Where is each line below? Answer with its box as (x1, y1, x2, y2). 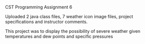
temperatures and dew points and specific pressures (5, 34, 113, 39)
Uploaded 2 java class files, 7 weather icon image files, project (5, 14, 133, 19)
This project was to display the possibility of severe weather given (5, 28, 141, 34)
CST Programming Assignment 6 (5, 4, 72, 10)
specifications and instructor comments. (5, 19, 88, 24)
